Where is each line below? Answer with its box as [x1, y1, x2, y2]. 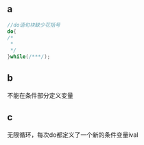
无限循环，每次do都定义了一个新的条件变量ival [7, 131, 139, 139]
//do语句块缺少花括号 [7, 21, 60, 28]
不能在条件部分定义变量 [7, 91, 73, 99]
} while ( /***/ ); [7, 53, 51, 60]
